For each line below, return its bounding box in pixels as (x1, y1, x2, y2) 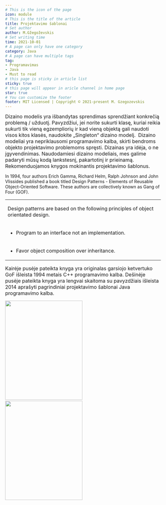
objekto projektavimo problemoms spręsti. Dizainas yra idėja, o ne (5, 144, 159, 151)
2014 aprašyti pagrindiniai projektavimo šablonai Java (5, 284, 130, 291)
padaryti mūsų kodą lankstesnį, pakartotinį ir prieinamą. (5, 157, 134, 164)
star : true (5, 90, 28, 95)
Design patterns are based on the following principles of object (7, 205, 154, 212)
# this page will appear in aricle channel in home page (5, 85, 125, 91)
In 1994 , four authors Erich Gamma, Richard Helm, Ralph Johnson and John (5, 173, 159, 179)
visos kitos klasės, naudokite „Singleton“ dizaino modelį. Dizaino (5, 132, 156, 139)
